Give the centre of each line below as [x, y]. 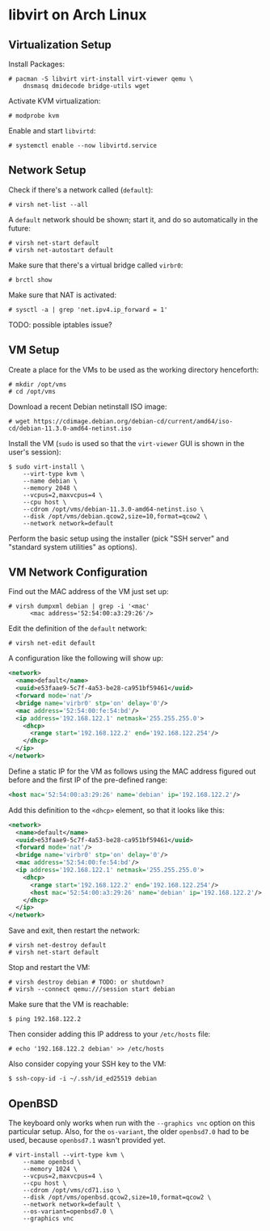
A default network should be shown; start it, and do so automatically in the [133, 219]
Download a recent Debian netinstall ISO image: [88, 407]
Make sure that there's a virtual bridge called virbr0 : [96, 265]
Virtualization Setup [60, 45]
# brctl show [30, 280]
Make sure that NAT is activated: [63, 295]
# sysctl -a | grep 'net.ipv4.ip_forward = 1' [88, 310]
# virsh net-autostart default [61, 250]
